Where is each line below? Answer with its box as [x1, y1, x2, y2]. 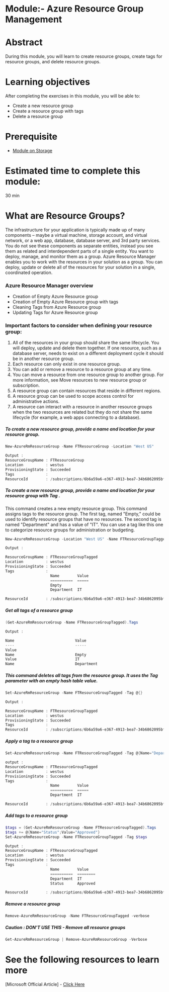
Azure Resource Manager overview [5, 282, 94, 289]
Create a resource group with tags [12, 108, 84, 114]
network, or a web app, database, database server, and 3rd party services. [5, 237, 160, 243]
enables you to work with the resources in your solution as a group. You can [5, 258, 163, 264]
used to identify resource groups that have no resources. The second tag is [5, 516, 162, 522]
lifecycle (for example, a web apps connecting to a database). [12, 414, 141, 420]
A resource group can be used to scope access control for [12, 393, 134, 399]
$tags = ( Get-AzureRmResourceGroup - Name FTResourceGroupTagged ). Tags [5, 825, 156, 830]
